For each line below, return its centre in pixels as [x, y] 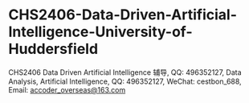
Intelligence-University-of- [100, 32]
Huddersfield [53, 49]
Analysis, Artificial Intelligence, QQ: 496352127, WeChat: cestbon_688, [125, 81]
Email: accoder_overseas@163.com [67, 89]
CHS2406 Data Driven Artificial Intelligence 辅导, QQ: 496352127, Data [125, 72]
